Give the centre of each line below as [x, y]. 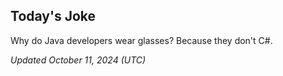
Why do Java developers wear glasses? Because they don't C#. [141, 40]
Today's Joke [53, 16]
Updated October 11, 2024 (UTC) [78, 60]
